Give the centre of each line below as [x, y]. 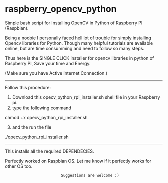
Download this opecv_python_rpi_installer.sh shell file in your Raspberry [86, 97]
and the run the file [32, 127]
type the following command [42, 108]
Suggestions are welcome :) [90, 175]
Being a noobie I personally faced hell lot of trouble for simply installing [78, 38]
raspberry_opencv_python [61, 9]
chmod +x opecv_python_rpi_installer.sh [47, 117]
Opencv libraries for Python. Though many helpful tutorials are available [79, 43]
